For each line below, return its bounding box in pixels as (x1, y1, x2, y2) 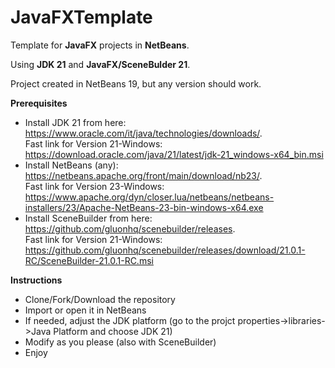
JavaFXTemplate (10, 6, 153, 29)
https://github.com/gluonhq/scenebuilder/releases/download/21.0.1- (24, 244, 306, 256)
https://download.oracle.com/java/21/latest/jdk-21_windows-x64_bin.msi (24, 148, 324, 160)
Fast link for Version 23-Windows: (24, 180, 165, 192)
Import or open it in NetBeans (24, 304, 147, 316)
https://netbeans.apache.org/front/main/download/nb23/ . (24, 169, 263, 181)
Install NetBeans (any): (24, 159, 119, 171)
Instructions (10, 274, 63, 286)
